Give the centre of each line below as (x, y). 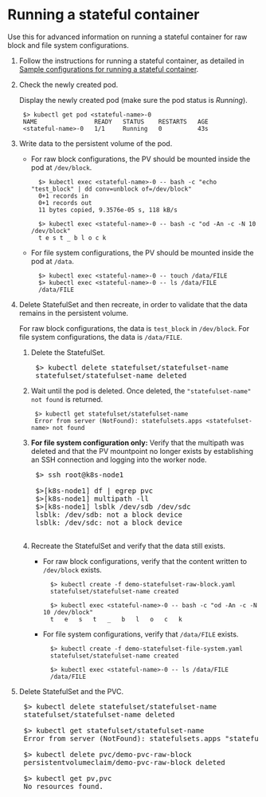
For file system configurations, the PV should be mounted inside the (142, 252)
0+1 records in (63, 196)
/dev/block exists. (72, 570)
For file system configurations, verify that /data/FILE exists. (141, 634)
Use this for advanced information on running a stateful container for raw (127, 37)
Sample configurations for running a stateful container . (109, 69)
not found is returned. (67, 399)
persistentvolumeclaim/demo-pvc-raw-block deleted (124, 762)
